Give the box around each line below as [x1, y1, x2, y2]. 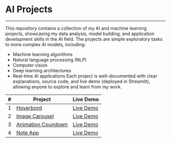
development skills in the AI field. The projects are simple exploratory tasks [5, 36, 163, 42]
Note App [16, 129, 39, 136]
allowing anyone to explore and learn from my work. [12, 83, 122, 90]
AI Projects [5, 4, 52, 15]
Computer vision [12, 62, 48, 68]
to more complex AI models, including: [5, 41, 86, 47]
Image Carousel [16, 112, 54, 120]
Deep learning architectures [12, 67, 71, 73]
